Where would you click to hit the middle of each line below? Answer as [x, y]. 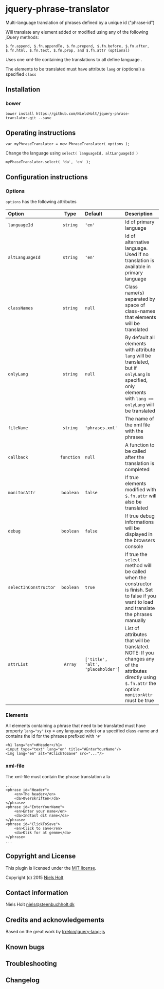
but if [131, 368]
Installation [23, 90]
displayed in [139, 534]
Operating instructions [41, 133]
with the [134, 431]
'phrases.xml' [101, 428]
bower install [20, 113]
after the [135, 457]
